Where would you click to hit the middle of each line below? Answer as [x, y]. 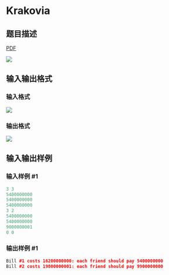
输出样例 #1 [22, 248]
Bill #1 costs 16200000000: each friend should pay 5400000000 [85, 261]
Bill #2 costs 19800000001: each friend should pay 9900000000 [85, 266]
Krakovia [28, 11]
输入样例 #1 [22, 176]
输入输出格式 [29, 79]
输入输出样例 [29, 159]
